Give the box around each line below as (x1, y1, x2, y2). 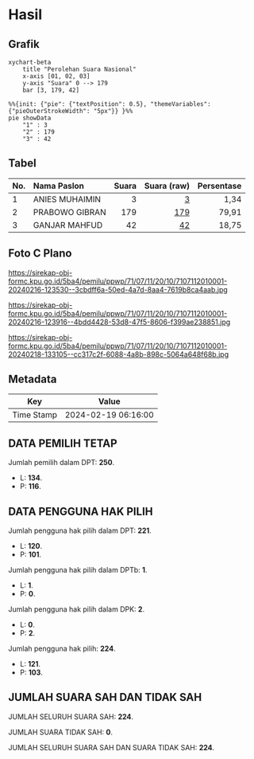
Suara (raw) (144, 180, 190, 191)
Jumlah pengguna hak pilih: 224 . (8, 644, 117, 654)
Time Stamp (12, 409, 58, 421)
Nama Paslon (33, 180, 85, 191)
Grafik (8, 37, 40, 51)
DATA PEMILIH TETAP (8, 436, 117, 450)
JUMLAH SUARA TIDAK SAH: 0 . (8, 727, 114, 737)
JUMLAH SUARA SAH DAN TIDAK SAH (8, 691, 202, 704)
